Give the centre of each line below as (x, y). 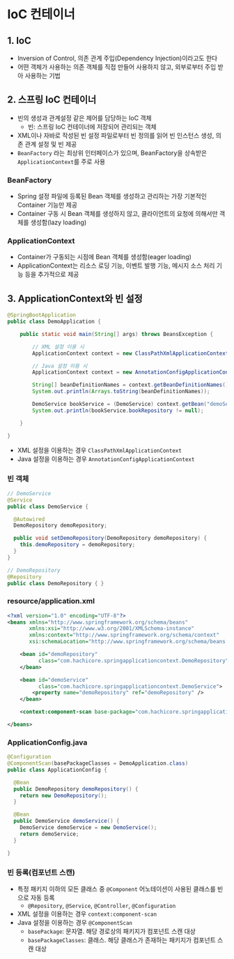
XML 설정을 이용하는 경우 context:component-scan (87, 914)
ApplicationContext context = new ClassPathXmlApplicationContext (131, 353)
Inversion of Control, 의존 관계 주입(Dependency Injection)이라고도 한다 (117, 58)
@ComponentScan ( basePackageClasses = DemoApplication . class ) (98, 763)
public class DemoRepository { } (56, 583)
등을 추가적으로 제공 (52, 274)
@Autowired (29, 519)
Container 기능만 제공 (47, 205)
